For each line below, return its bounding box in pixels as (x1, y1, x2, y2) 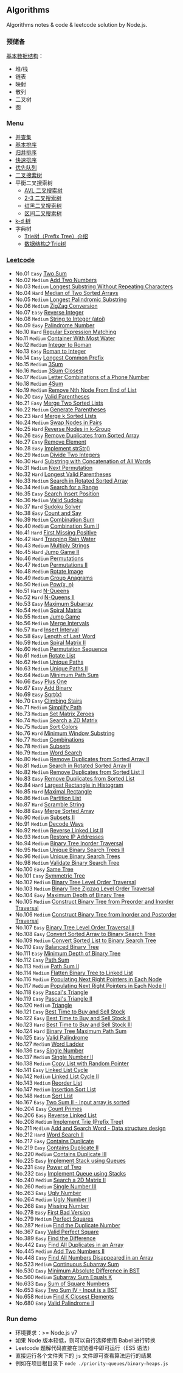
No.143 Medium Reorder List (15, 1079, 83, 1087)
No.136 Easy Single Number (15, 1046, 84, 1054)
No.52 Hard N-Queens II (15, 594, 75, 601)
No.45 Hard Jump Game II (15, 548, 80, 555)
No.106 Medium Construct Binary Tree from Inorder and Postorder (15, 910, 177, 918)
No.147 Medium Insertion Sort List (15, 1085, 96, 1093)
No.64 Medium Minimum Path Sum (15, 671, 99, 678)
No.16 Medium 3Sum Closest (15, 367, 84, 374)
